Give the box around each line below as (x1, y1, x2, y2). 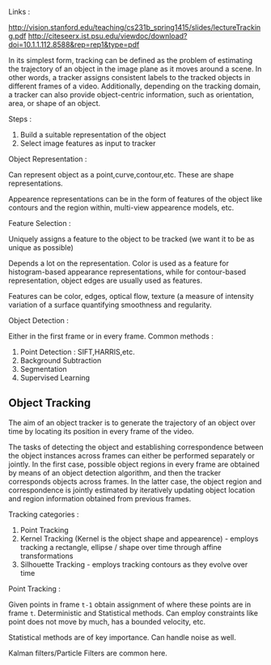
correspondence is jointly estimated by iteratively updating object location (8, 485, 256, 495)
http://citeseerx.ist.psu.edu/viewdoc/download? (28, 32, 188, 40)
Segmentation (19, 364, 67, 373)
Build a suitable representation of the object (19, 130, 167, 139)
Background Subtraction (19, 356, 102, 365)
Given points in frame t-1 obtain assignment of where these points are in (8, 599, 252, 609)
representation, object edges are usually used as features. (8, 275, 203, 285)
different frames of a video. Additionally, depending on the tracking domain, (8, 81, 261, 91)
